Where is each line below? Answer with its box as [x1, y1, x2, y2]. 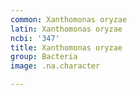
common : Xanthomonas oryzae [10, 14, 128, 25]
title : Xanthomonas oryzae [10, 42, 123, 53]
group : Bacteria [10, 52, 78, 62]
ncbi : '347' [10, 33, 60, 43]
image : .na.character [10, 61, 101, 71]
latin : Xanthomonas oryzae [10, 24, 123, 34]
